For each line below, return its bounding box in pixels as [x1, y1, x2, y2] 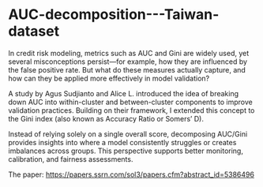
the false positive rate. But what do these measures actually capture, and [8, 65, 246, 74]
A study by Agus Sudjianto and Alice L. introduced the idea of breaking [8, 88, 239, 98]
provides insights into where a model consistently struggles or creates [8, 137, 237, 147]
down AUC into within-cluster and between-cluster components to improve [8, 97, 253, 107]
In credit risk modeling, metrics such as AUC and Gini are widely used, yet [8, 48, 250, 58]
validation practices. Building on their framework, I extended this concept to [8, 105, 255, 115]
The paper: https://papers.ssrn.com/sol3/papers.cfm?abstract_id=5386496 [8, 170, 255, 179]
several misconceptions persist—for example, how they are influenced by [8, 57, 247, 66]
